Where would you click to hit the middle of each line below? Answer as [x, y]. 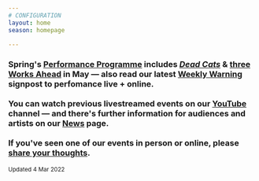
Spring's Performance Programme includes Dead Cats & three [129, 65]
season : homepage [37, 30]
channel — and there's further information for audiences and [127, 113]
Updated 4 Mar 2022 [37, 169]
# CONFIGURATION [35, 15]
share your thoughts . [49, 153]
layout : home [30, 23]
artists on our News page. [59, 124]
